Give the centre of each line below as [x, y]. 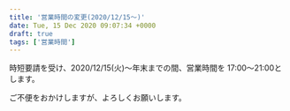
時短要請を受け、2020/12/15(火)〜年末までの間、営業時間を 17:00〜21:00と [146, 68]
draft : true [31, 33]
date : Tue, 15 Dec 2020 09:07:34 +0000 [83, 26]
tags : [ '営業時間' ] [42, 42]
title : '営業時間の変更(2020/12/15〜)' [77, 17]
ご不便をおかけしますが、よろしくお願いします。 [98, 98]
